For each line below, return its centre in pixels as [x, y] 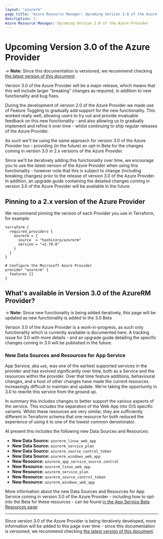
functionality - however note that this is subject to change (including [73, 171]
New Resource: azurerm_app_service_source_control [65, 461]
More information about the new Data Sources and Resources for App [75, 491]
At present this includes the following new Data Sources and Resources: [77, 431]
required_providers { [31, 232]
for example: [18, 218]
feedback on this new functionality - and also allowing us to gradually [74, 121]
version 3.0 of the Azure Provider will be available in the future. [68, 186]
